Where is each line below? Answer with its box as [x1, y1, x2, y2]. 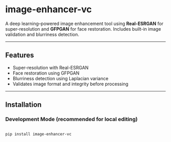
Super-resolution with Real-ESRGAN [12, 64, 89, 70]
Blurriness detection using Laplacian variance [12, 75, 108, 81]
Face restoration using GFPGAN [12, 70, 80, 76]
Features [5, 51, 34, 60]
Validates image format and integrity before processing [12, 81, 129, 87]
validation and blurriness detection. [5, 31, 79, 37]
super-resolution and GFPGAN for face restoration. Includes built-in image [5, 26, 161, 32]
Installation [5, 101, 42, 109]
